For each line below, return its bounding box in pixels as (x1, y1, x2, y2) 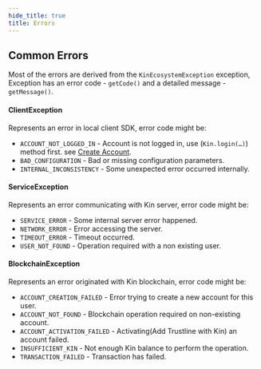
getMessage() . (8, 87, 53, 97)
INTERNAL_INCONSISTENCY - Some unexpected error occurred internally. (19, 164, 250, 173)
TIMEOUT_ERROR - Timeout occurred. (19, 232, 136, 242)
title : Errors (8, 19, 56, 27)
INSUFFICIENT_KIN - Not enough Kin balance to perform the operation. (19, 343, 249, 352)
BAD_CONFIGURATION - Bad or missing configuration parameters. (19, 155, 225, 165)
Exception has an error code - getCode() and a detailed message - (8, 78, 227, 88)
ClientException (8, 105, 63, 114)
